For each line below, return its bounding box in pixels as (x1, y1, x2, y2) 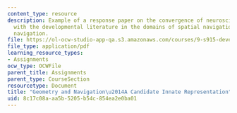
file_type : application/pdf (7, 43, 90, 50)
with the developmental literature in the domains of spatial (13, 23, 200, 30)
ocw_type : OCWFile (7, 62, 61, 69)
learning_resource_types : (7, 50, 83, 57)
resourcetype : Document (7, 82, 78, 89)
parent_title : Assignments (7, 69, 87, 76)
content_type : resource (7, 10, 78, 18)
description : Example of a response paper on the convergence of (7, 17, 203, 24)
